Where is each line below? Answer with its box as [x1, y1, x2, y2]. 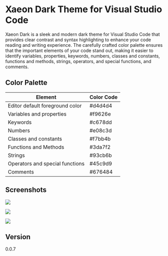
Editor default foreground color [8, 102, 82, 109]
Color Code [89, 93, 118, 100]
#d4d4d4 [89, 102, 113, 109]
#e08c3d [89, 127, 112, 134]
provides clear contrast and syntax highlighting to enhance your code [5, 37, 151, 43]
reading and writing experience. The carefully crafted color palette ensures [5, 42, 163, 48]
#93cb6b [89, 152, 112, 159]
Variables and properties [8, 110, 67, 118]
